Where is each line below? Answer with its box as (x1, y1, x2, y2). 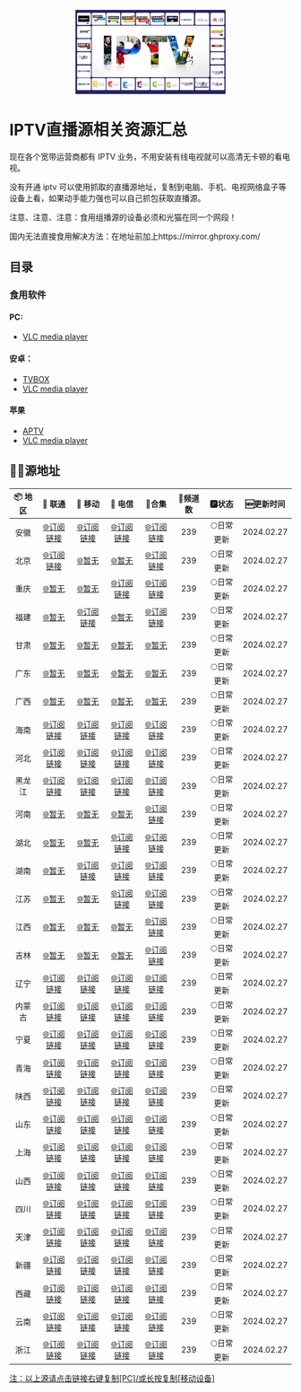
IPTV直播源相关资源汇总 (9, 120, 188, 140)
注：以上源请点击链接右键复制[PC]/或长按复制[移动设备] (9, 1373, 215, 1384)
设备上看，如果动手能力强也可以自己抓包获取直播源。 (9, 192, 206, 203)
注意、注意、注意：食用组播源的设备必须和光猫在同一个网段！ (9, 212, 237, 223)
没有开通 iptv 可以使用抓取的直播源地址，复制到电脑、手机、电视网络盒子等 (9, 181, 287, 192)
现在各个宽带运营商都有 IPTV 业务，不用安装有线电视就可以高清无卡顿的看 (9, 151, 283, 162)
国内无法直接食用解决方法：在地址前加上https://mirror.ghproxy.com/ (9, 231, 261, 241)
